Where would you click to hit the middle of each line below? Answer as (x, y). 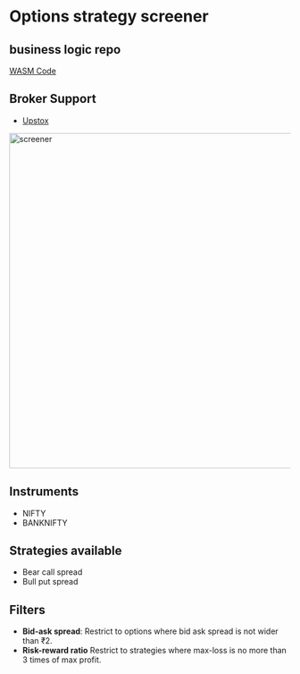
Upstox (35, 120)
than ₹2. (37, 641)
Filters (28, 610)
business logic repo (65, 50)
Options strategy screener (109, 17)
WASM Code (33, 71)
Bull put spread (50, 582)
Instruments (44, 492)
